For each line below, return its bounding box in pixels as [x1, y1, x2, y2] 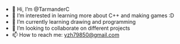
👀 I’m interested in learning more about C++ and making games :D [11, 12, 175, 19]
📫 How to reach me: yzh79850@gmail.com [11, 32, 120, 38]
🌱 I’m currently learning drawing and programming [11, 18, 136, 25]
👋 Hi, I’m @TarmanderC [11, 6, 70, 12]
